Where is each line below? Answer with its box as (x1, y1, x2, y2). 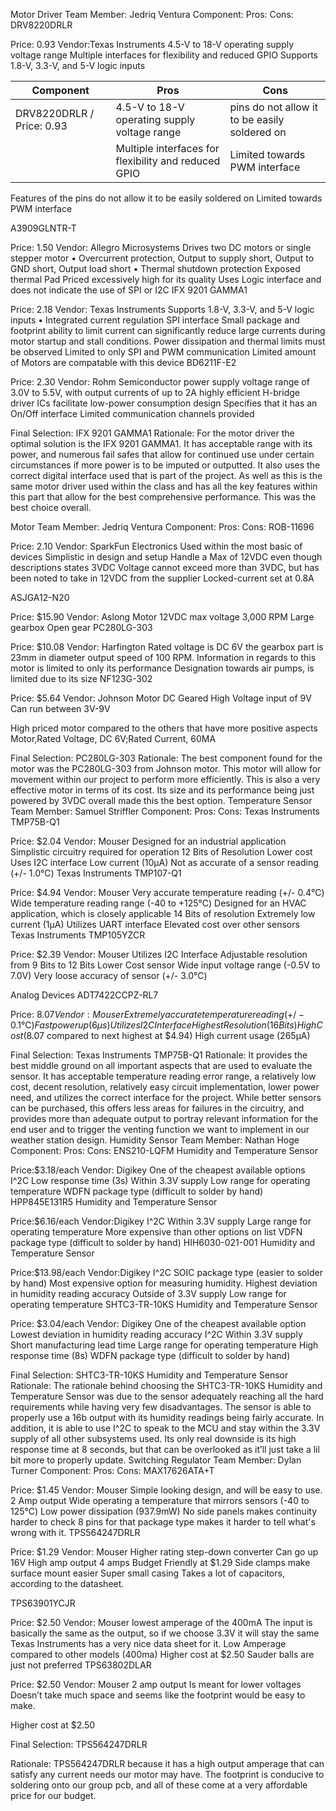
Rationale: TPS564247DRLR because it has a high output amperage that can (10, 1758, 325, 1769)
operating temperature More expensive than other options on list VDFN (10, 1226, 303, 1238)
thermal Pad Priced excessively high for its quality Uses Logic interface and (10, 274, 322, 285)
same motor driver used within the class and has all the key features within (10, 480, 318, 492)
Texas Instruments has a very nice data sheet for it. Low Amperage (10, 1638, 287, 1649)
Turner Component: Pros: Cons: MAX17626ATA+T (10, 1465, 215, 1476)
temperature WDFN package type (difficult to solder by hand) (10, 1185, 264, 1197)
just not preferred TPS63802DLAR (10, 1659, 152, 1671)
